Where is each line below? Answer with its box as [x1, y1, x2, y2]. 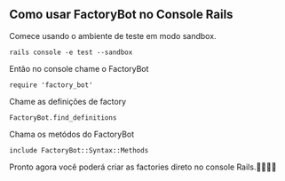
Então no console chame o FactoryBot [9, 63, 149, 74]
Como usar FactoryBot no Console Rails [9, 7, 234, 22]
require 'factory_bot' [9, 80, 93, 90]
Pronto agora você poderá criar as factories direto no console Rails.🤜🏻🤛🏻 [9, 161, 277, 172]
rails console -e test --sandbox [9, 48, 133, 57]
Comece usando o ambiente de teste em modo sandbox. [9, 30, 217, 41]
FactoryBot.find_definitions [9, 113, 117, 122]
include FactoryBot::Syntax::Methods [9, 146, 149, 154]
